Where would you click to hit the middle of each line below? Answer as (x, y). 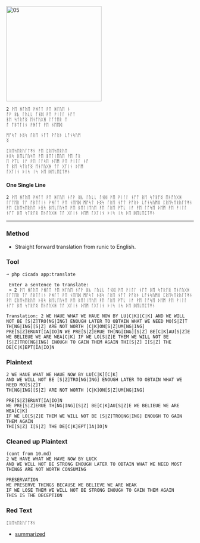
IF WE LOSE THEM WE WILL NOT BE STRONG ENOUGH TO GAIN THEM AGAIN (90, 491)
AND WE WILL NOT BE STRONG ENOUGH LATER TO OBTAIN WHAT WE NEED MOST (94, 464)
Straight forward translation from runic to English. (75, 246)
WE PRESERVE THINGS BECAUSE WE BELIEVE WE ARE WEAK (71, 485)
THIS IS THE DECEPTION (34, 496)
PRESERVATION (22, 480)
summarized (30, 534)
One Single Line (26, 185)
